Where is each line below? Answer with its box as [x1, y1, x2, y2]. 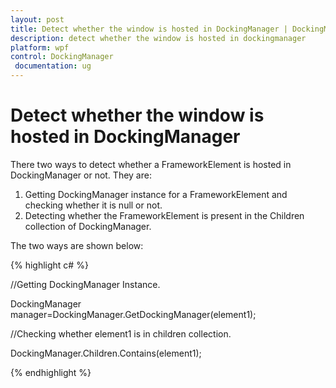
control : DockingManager [10, 52, 114, 62]
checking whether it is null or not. [24, 199, 163, 211]
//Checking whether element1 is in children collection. [10, 327, 232, 340]
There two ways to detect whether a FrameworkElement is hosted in [10, 158, 292, 170]
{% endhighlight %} [10, 366, 92, 378]
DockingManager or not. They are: [10, 169, 152, 181]
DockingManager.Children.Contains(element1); [10, 347, 202, 359]
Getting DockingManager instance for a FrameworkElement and [24, 188, 288, 200]
